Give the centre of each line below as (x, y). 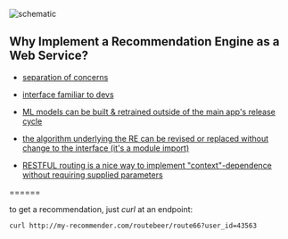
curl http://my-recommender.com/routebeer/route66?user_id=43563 (133, 226)
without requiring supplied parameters (92, 175)
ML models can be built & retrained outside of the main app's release (149, 111)
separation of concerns (65, 77)
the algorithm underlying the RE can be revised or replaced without (145, 138)
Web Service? (49, 56)
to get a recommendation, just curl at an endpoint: (101, 209)
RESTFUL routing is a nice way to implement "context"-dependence (147, 165)
